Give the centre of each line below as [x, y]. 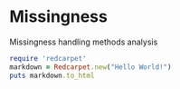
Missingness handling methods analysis [84, 42]
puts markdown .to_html [52, 75]
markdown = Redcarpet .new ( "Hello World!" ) [90, 67]
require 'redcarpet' [48, 58]
